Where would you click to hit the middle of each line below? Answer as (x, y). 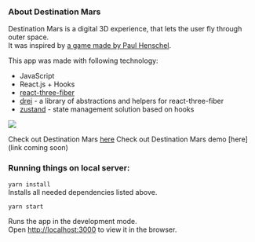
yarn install (29, 184)
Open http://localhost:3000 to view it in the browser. (93, 229)
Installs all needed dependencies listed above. (83, 192)
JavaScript (37, 76)
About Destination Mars (55, 12)
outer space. (29, 37)
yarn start (26, 207)
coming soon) (46, 148)
